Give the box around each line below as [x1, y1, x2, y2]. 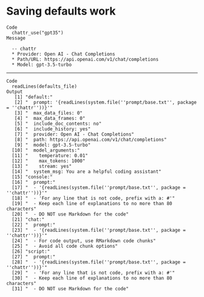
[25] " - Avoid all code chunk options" [12, 243, 118, 249]
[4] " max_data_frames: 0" [14, 115, 86, 121]
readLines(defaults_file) [12, 83, 78, 89]
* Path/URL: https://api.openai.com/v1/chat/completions [12, 56, 159, 62]
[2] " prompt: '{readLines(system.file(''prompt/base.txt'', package [14, 99, 197, 105]
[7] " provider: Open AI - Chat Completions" [14, 131, 135, 138]
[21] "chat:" [12, 216, 45, 223]
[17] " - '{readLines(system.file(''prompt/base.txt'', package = [12, 184, 186, 190]
